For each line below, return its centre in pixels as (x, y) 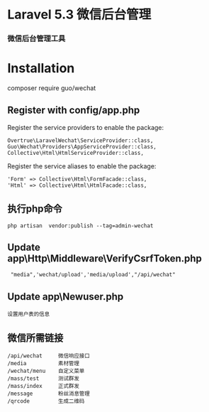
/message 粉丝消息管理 (49, 394)
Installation (41, 69)
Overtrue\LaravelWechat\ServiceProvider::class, (80, 140)
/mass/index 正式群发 (44, 386)
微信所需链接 (35, 338)
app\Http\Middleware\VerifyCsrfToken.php (104, 259)
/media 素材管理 (44, 364)
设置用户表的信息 (29, 314)
